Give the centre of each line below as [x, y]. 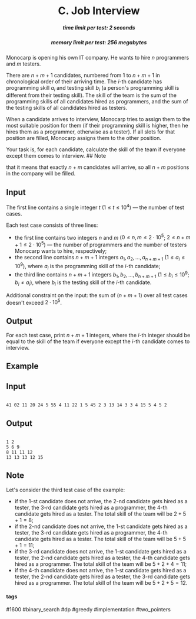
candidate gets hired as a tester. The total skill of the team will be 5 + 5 [100, 539]
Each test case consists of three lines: [52, 225]
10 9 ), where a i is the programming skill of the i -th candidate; [87, 266]
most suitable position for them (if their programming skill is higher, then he [97, 126]
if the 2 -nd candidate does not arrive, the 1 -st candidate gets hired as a [101, 526]
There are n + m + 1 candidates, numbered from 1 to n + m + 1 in [83, 75]
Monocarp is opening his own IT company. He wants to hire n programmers [98, 57]
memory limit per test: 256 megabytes [99, 43]
